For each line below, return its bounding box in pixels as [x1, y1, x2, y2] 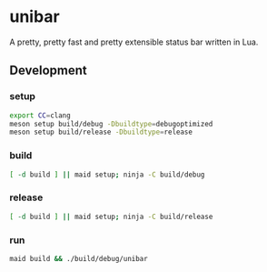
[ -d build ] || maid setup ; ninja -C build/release [9, 212, 213, 221]
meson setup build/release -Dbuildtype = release [9, 127, 193, 137]
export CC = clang [9, 111, 71, 120]
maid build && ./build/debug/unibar [9, 254, 148, 263]
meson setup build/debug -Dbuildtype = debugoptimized [9, 119, 213, 128]
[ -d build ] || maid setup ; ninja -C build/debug [9, 170, 205, 179]
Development [9, 63, 88, 78]
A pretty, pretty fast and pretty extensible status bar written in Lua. [9, 36, 259, 47]
